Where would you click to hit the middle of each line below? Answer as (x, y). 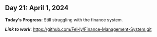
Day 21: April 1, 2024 (37, 8)
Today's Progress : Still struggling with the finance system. (64, 19)
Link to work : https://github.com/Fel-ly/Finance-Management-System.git (78, 29)
